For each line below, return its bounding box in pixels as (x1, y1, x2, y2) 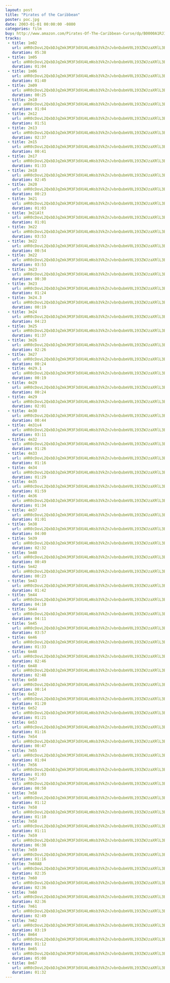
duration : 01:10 (12, 814, 47, 820)
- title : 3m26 (7, 338, 37, 343)
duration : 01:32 (12, 970, 47, 975)
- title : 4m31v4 (7, 422, 42, 428)
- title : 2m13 (7, 125, 37, 130)
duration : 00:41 (12, 149, 47, 154)
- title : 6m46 (7, 635, 37, 640)
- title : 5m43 (7, 578, 37, 584)
